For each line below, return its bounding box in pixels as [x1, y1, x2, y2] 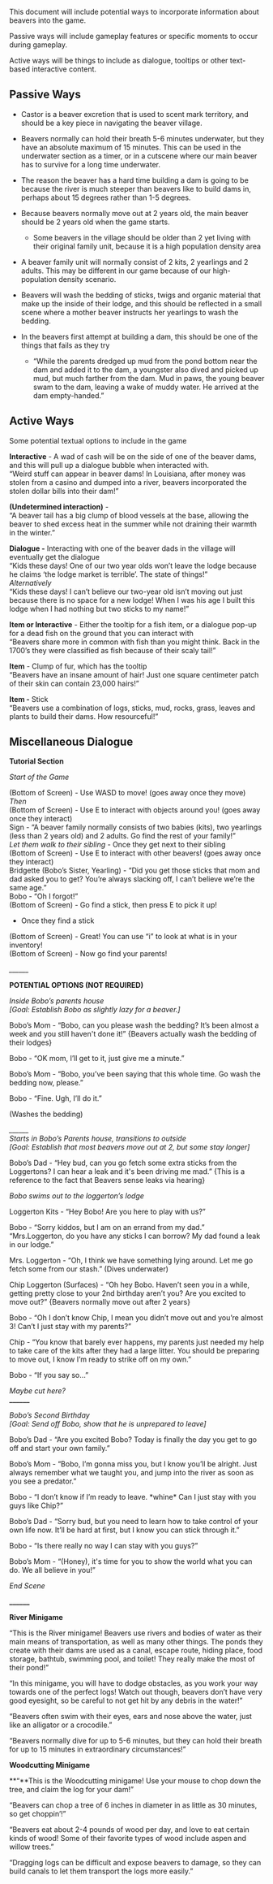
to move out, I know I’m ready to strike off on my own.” [9, 1354, 192, 1364]
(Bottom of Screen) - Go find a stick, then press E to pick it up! [9, 900, 217, 910]
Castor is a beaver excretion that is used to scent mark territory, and [20, 109, 250, 119]
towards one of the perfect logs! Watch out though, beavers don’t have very [9, 1687, 262, 1697]
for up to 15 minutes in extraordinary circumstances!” [9, 1744, 186, 1754]
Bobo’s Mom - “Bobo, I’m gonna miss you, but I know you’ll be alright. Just [9, 1459, 258, 1469]
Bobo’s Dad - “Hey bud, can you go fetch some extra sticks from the [9, 1158, 237, 1168]
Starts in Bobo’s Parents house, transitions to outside [9, 1133, 187, 1144]
